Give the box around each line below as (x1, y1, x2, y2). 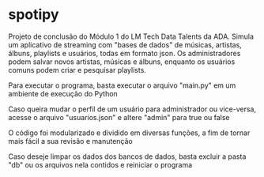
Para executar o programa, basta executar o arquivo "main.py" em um (8, 81, 236, 90)
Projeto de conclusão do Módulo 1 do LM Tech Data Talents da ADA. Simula (8, 32, 255, 41)
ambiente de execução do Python (8, 88, 119, 98)
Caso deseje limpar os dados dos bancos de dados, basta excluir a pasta (8, 152, 247, 161)
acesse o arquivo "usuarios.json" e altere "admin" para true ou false (8, 112, 231, 122)
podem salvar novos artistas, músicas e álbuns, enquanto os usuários (8, 57, 236, 66)
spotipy (8, 6, 59, 24)
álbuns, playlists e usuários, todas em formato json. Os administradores (8, 48, 241, 58)
